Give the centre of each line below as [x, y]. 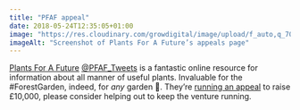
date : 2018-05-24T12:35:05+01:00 [71, 26]
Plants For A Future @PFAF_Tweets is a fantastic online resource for [134, 68]
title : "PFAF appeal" [50, 17]
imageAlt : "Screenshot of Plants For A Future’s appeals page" [129, 42]
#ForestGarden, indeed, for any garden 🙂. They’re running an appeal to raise [150, 87]
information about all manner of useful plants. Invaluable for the [126, 78]
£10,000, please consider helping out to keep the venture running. [130, 97]
